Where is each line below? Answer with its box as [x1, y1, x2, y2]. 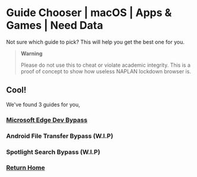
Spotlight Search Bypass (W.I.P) [6, 148, 101, 156]
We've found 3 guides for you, [6, 101, 80, 108]
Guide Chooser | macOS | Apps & [6, 6, 172, 20]
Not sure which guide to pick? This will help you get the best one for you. [6, 38, 185, 45]
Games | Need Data [6, 18, 103, 32]
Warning [20, 49, 43, 57]
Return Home [6, 164, 46, 172]
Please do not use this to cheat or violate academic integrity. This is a [20, 61, 191, 69]
